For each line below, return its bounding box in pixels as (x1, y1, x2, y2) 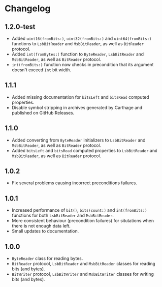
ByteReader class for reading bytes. (11, 256, 83, 261)
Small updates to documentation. (11, 228, 79, 234)
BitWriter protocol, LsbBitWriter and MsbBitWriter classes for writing (11, 271, 154, 277)
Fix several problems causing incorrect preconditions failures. (11, 180, 137, 186)
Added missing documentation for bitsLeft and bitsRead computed (11, 94, 150, 100)
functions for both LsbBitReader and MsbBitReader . (11, 212, 114, 219)
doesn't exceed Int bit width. (11, 67, 71, 73)
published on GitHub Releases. (11, 110, 75, 115)
